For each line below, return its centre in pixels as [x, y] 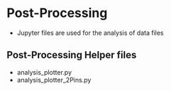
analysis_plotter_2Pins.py [54, 80]
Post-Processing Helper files [72, 55]
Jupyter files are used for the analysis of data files [90, 33]
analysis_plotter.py [44, 72]
